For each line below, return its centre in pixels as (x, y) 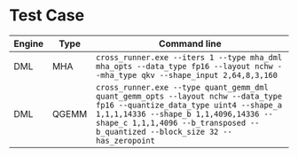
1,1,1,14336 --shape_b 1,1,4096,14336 (178, 114)
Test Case (47, 16)
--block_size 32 (184, 131)
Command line (190, 43)
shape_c (112, 122)
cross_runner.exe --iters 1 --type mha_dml (189, 57)
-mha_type (117, 75)
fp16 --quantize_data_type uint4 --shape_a (189, 105)
